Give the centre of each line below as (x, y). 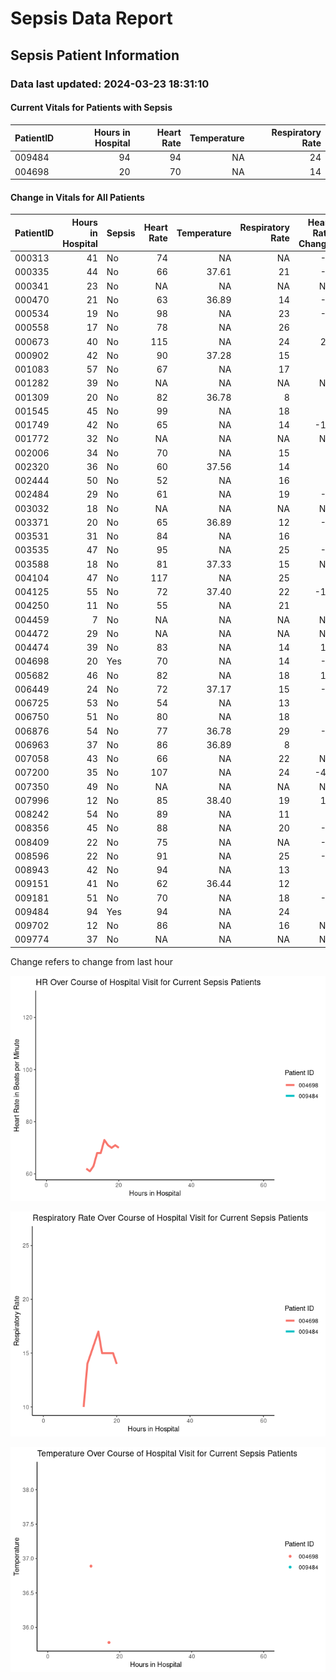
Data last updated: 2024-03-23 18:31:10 (110, 84)
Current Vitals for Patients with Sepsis (91, 108)
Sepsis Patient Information (95, 55)
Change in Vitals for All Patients (77, 197)
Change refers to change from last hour (92, 961)
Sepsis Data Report (91, 18)
